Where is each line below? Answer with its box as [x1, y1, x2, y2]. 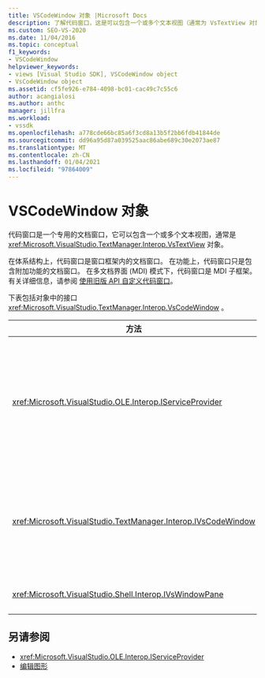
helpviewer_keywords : [8, 63, 80, 71]
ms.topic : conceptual [8, 41, 80, 49]
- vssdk [8, 122, 34, 129]
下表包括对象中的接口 [8, 293, 77, 302]
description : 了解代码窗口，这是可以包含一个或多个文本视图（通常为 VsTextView [8, 19, 246, 27]
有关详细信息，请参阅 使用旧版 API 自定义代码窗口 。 [8, 275, 177, 285]
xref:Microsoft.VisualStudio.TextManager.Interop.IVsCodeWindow [12, 515, 256, 526]
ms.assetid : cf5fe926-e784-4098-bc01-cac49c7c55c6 [8, 84, 178, 93]
